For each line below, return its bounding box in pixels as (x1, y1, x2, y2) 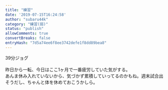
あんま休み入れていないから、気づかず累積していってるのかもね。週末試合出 (5, 73, 163, 79)
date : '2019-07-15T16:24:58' (5, 12, 66, 17)
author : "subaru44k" (5, 17, 49, 22)
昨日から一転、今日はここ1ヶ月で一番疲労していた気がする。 (5, 66, 131, 72)
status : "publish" (5, 26, 44, 31)
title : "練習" (5, 7, 34, 13)
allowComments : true (5, 31, 49, 36)
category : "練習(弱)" (5, 21, 48, 27)
